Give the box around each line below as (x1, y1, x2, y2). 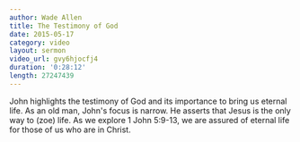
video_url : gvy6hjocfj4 (9, 54, 99, 63)
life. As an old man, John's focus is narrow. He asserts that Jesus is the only (9, 104, 292, 116)
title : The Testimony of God (9, 21, 119, 30)
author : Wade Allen (9, 13, 83, 22)
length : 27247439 (9, 71, 75, 80)
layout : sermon (9, 46, 66, 55)
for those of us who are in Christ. (9, 124, 132, 135)
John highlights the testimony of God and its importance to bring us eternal (9, 96, 287, 106)
